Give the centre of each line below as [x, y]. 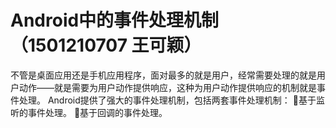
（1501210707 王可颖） [106, 45]
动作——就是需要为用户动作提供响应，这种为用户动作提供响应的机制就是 [167, 87]
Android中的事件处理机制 [115, 20]
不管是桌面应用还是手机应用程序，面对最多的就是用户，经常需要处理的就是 [163, 75]
